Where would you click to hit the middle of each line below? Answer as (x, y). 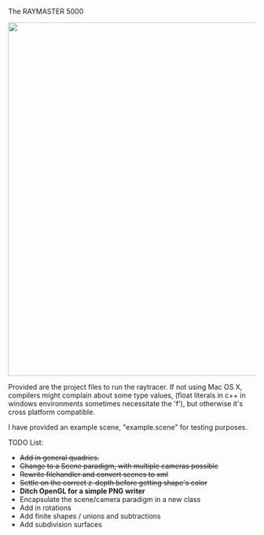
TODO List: (26, 442)
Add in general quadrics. (59, 458)
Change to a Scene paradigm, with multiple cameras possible (119, 466)
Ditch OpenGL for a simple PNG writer (82, 491)
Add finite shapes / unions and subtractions (90, 516)
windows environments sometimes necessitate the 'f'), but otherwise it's (126, 403)
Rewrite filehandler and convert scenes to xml (94, 474)
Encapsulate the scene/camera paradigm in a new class (110, 499)
